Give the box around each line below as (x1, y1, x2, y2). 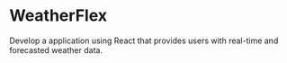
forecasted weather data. (9, 44, 103, 55)
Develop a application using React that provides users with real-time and (9, 35, 279, 46)
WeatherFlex (9, 5, 108, 26)
